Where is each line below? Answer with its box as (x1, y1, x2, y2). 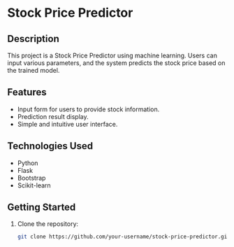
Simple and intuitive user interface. (17, 120, 118, 128)
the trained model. (7, 66, 60, 74)
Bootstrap (17, 174, 46, 182)
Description (7, 33, 59, 45)
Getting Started (7, 202, 76, 213)
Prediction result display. (17, 112, 89, 120)
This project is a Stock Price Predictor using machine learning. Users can (7, 51, 218, 59)
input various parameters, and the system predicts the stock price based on (7, 59, 226, 67)
